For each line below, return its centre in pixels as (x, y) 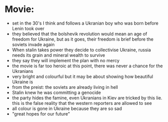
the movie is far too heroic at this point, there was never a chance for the (87, 66)
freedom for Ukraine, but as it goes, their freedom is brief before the (83, 39)
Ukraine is (22, 82)
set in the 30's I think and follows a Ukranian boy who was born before (85, 23)
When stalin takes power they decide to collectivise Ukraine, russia (81, 50)
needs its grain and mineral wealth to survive (58, 55)
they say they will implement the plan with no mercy (66, 60)
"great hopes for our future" (41, 113)
